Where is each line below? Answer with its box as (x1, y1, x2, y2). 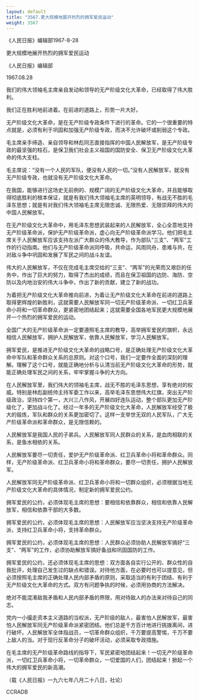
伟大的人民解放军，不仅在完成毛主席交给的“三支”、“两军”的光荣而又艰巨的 (6, 264, 187, 271)
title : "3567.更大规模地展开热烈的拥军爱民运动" (6, 14, 114, 20)
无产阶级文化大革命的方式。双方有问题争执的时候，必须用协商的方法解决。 (6, 581, 188, 589)
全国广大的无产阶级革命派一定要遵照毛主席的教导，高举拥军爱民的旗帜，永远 (6, 327, 193, 334)
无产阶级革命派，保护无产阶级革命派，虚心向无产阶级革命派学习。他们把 (6, 229, 182, 236)
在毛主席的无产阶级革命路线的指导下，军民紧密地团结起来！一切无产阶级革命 (6, 649, 193, 656)
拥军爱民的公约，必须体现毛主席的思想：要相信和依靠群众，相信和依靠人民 (6, 499, 188, 506)
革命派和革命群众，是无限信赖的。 (21, 419, 105, 426)
